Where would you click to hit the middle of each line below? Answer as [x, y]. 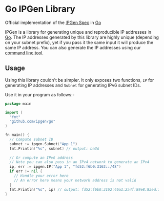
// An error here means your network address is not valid [75, 180]
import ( [14, 112]
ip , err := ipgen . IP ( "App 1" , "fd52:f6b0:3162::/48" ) [65, 167]
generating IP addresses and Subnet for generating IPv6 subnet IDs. [73, 85]
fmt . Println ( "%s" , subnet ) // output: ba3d [54, 148]
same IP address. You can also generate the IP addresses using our [73, 47]
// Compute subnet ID [31, 139]
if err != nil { [26, 171]
